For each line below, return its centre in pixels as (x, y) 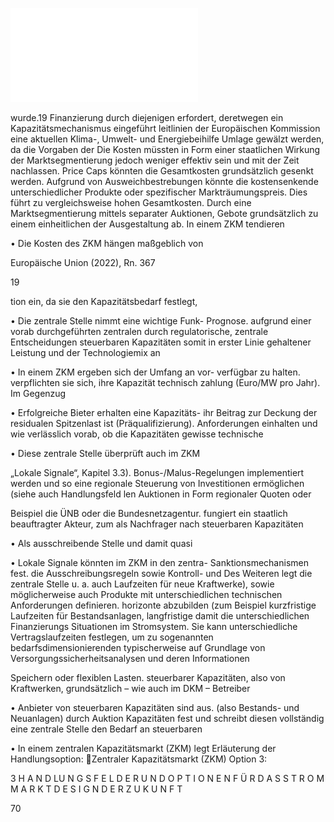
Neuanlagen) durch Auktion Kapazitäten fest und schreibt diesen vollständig (167, 718)
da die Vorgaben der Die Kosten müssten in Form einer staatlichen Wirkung (165, 149)
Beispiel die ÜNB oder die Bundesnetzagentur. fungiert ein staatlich (149, 513)
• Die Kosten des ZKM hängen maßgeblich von (107, 243)
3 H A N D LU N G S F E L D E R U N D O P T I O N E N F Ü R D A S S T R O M (167, 778)
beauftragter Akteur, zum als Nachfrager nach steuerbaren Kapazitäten (157, 524)
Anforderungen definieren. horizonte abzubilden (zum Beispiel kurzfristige (163, 605)
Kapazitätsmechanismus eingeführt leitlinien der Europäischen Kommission (165, 128)
